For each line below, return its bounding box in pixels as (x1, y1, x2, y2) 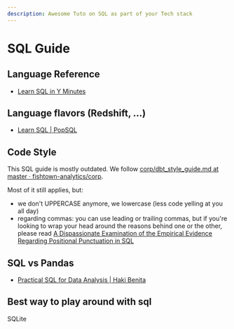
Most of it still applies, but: (7, 186, 84, 194)
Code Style (7, 146, 57, 158)
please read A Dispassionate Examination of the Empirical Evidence (17, 229, 212, 238)
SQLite (7, 314, 27, 323)
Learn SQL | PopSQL (17, 126, 78, 134)
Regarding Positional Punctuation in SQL (17, 236, 135, 246)
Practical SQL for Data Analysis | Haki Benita (17, 276, 146, 284)
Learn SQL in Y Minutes (17, 87, 86, 95)
